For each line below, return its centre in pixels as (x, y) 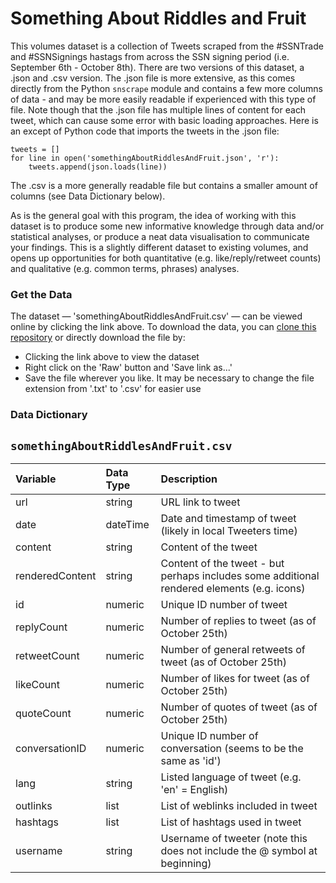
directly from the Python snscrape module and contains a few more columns (166, 88)
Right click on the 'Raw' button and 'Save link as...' (128, 368)
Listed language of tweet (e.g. (231, 777)
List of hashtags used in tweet (231, 822)
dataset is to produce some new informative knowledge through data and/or (167, 226)
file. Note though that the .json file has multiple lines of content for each (158, 109)
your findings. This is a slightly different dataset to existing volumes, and (159, 247)
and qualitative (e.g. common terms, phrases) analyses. (125, 268)
